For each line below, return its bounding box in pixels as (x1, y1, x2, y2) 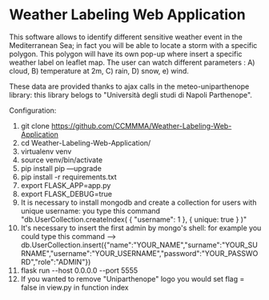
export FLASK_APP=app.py (20, 180, 111, 190)
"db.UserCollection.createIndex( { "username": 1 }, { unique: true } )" (20, 214, 247, 224)
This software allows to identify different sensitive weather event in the (9, 32, 243, 42)
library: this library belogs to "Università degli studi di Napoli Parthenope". (9, 90, 253, 99)
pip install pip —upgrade (20, 163, 102, 173)
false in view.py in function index (20, 282, 129, 292)
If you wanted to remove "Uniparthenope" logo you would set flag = (20, 274, 245, 283)
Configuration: (9, 106, 57, 115)
